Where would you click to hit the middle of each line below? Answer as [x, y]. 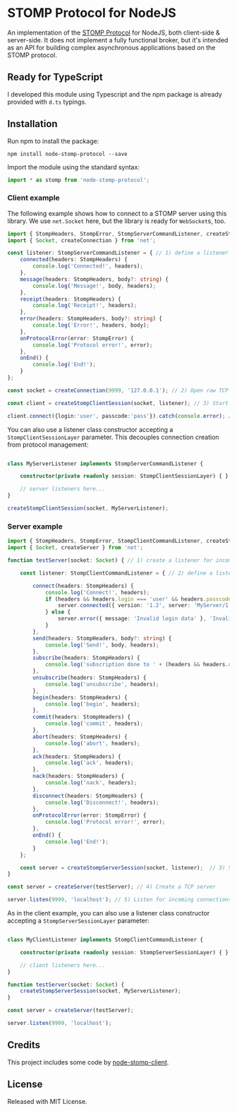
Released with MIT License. [47, 1101]
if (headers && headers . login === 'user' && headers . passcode [138, 599]
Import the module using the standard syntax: [73, 167]
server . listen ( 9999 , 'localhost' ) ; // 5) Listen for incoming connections [120, 900]
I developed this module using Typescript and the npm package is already [115, 94]
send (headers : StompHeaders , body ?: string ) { [102, 638]
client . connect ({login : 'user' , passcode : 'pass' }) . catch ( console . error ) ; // [121, 416]
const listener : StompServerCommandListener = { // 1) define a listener [118, 253]
